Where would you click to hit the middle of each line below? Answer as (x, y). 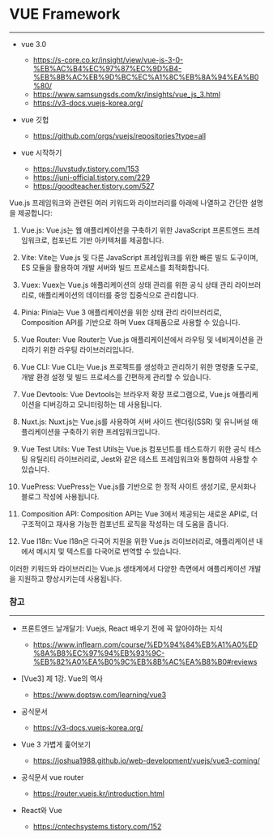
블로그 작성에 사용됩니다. (60, 496)
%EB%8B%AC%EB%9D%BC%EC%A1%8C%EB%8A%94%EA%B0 (146, 77)
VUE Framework (65, 14)
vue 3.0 (34, 44)
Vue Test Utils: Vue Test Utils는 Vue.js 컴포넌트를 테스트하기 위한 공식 (134, 449)
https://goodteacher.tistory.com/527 (94, 186)
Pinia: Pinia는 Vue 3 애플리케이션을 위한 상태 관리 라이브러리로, (121, 312)
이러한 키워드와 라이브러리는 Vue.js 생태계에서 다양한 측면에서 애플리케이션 (128, 568)
